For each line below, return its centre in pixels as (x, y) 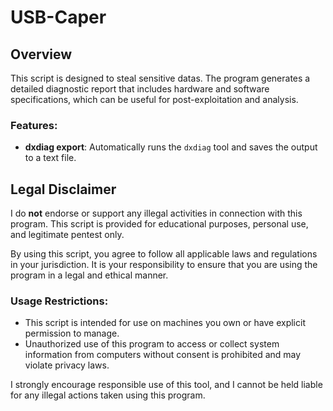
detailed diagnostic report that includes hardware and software (140, 89)
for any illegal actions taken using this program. (108, 395)
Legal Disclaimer (63, 189)
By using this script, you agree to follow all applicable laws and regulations (164, 254)
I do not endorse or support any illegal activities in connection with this (156, 213)
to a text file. (50, 158)
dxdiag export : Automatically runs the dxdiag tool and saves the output (171, 147)
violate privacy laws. (67, 365)
